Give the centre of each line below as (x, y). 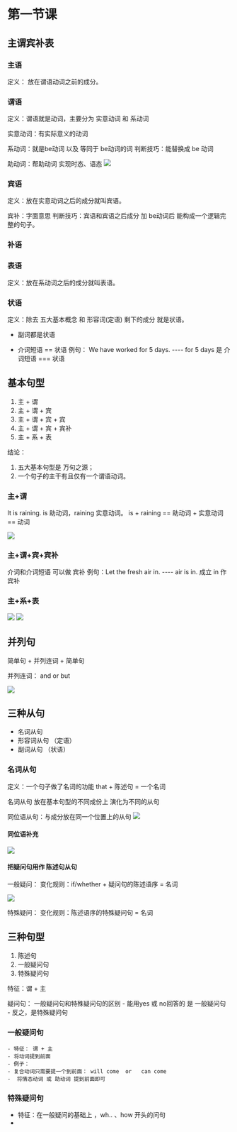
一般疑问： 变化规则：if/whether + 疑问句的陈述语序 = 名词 (93, 884)
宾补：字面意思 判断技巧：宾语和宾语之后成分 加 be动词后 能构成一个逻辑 (114, 216)
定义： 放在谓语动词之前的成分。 (55, 82)
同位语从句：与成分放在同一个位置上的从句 (69, 816)
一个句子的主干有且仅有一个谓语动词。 (73, 476)
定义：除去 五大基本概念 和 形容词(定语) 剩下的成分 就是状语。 (98, 319)
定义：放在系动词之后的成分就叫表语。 (63, 282)
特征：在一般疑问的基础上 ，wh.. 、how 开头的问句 (92, 1115)
